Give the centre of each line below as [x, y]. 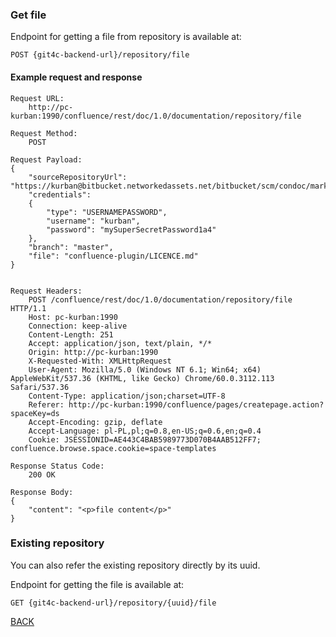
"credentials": [60, 194]
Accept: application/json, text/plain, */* [120, 343]
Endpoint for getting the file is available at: [97, 584]
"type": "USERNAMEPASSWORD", [107, 212]
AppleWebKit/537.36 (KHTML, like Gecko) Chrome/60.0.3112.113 [142, 378]
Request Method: [44, 133]
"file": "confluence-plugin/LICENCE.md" [113, 256]
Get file [28, 15]
